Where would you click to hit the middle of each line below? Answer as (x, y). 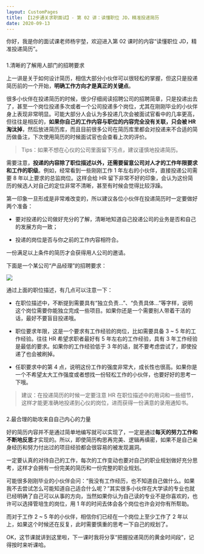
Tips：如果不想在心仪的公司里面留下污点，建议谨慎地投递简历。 (101, 150)
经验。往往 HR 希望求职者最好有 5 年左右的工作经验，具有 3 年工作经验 (109, 339)
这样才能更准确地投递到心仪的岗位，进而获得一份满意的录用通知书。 (106, 403)
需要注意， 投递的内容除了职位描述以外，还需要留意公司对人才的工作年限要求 (102, 163)
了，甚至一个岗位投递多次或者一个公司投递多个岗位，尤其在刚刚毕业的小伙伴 (102, 107)
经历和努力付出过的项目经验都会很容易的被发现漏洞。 (78, 447)
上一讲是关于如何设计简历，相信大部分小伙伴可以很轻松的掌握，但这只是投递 (102, 78)
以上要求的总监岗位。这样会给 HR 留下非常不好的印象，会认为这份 (106, 178)
